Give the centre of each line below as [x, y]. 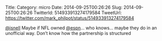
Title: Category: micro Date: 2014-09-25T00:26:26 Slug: [64, 7]
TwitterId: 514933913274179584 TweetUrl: [78, 13]
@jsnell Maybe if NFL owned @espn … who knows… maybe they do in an [81, 28]
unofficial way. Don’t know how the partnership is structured [68, 33]
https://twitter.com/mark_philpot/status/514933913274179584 [70, 18]
